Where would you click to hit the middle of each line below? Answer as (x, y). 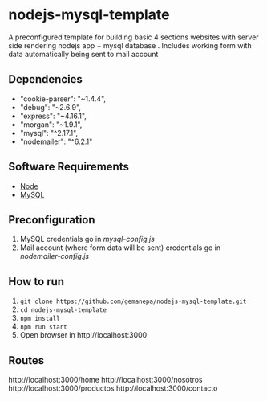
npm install (40, 319)
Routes (26, 360)
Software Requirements (69, 167)
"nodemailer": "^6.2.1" (56, 141)
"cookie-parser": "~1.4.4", (63, 99)
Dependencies (45, 79)
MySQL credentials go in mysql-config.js (87, 239)
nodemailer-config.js (55, 256)
